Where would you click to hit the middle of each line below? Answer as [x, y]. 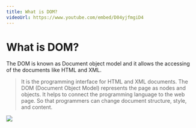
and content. [37, 107]
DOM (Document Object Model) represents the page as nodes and [103, 88]
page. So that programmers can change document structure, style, [104, 101]
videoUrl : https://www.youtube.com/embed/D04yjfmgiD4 [75, 17]
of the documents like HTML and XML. [54, 70]
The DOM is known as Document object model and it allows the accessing [98, 64]
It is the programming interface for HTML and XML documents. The [104, 82]
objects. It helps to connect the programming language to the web [103, 94]
